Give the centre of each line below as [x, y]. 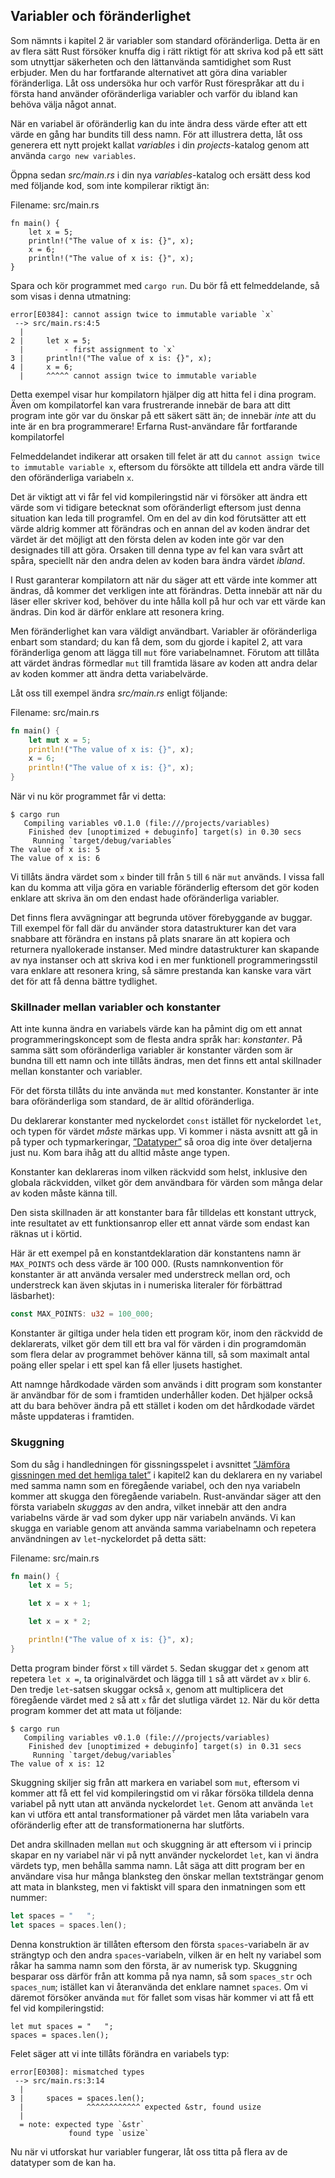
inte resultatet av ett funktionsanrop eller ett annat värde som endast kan [160, 1223]
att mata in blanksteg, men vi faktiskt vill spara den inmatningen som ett [158, 1886]
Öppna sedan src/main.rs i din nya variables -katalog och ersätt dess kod [160, 175]
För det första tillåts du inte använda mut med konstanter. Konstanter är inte [164, 1091]
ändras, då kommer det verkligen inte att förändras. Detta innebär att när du [166, 590]
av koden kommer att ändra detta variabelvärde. [109, 673]
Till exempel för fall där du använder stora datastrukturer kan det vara [153, 928]
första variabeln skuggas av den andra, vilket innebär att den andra [148, 1506]
